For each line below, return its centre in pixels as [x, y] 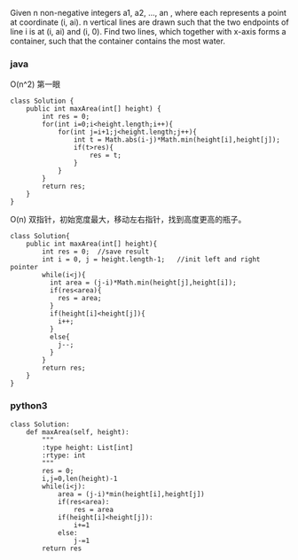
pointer [24, 268]
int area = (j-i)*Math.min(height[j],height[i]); [143, 283]
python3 [29, 406]
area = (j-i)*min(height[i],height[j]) [131, 494]
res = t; [106, 156]
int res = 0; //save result [96, 252]
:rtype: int [64, 455]
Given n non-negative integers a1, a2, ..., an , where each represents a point [148, 13]
